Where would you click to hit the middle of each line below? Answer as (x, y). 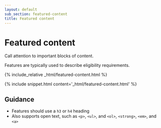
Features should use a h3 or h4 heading (51, 111)
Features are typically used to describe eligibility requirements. (67, 65)
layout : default (21, 9)
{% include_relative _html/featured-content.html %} (56, 75)
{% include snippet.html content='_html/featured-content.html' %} (71, 84)
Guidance (19, 99)
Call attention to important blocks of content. (49, 56)
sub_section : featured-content (36, 14)
